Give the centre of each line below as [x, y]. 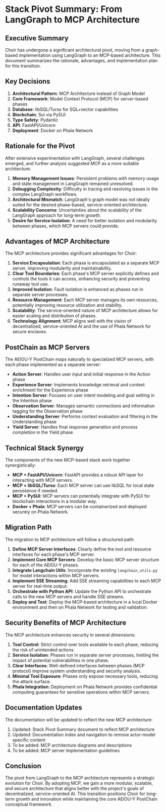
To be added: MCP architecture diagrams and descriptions [72, 745]
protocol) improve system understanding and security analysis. [77, 671]
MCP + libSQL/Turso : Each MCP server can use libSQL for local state [83, 485]
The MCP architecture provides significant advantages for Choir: [71, 253]
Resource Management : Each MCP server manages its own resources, [85, 300]
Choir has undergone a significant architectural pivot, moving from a [75, 50]
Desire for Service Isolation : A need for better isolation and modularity [84, 220]
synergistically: [21, 465]
